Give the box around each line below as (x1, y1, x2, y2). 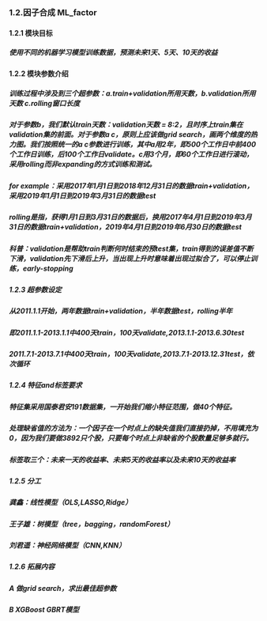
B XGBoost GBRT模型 (9, 605, 80, 615)
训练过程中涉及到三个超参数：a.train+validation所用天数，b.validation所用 (9, 89, 256, 98)
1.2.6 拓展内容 (9, 562, 55, 571)
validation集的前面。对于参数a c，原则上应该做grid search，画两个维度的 (9, 130, 251, 139)
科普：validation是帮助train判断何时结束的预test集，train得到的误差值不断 (9, 244, 254, 253)
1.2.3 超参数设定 (9, 285, 62, 294)
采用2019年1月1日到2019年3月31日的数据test (9, 191, 156, 200)
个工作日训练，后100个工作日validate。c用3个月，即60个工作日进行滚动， (9, 150, 254, 159)
